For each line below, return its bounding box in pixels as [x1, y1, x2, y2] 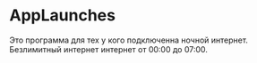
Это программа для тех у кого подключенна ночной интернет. [9, 35, 249, 45]
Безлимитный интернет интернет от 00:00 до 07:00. [9, 43, 209, 54]
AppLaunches [9, 5, 116, 26]
